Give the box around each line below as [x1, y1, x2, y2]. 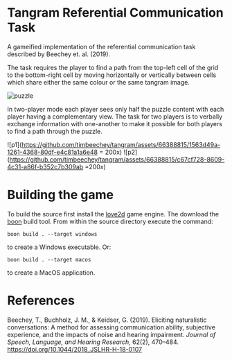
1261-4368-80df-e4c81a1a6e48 [7, 148, 98, 156]
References [7, 293, 75, 309]
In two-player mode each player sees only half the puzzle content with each [7, 105, 224, 113]
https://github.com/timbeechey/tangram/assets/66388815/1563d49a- [21, 140, 220, 148]
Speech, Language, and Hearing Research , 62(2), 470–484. [7, 338, 179, 346]
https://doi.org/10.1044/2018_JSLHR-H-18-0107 [7, 345, 143, 353]
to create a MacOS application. [7, 268, 96, 277]
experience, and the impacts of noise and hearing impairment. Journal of [7, 330, 216, 338]
